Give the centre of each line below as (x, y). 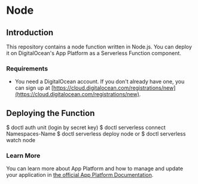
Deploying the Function (51, 113)
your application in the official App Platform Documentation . (80, 175)
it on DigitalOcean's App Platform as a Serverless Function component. (94, 53)
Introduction (30, 33)
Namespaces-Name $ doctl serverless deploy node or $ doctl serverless (96, 134)
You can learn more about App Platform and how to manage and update (95, 168)
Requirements (27, 68)
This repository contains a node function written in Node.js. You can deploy (99, 47)
